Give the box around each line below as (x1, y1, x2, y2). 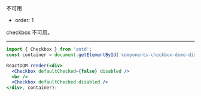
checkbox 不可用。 (6, 29, 53, 36)
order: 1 (14, 17, 34, 23)
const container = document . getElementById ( (6, 52, 119, 58)
